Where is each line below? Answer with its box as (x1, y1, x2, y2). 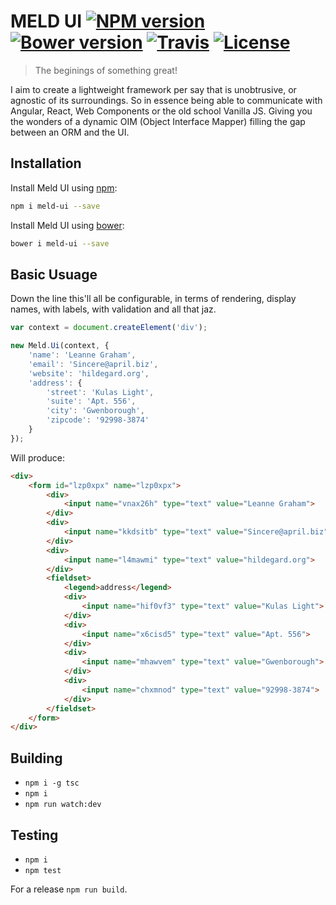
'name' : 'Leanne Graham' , (28, 350, 137, 360)
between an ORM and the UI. (10, 126, 130, 138)
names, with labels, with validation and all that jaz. (10, 303, 217, 315)
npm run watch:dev (24, 800, 102, 810)
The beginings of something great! (34, 64, 178, 76)
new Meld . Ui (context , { (10, 341, 110, 351)
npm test (24, 865, 62, 875)
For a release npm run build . (10, 883, 128, 895)
